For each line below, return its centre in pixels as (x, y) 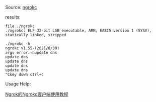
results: (13, 17)
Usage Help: (18, 84)
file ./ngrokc (20, 26)
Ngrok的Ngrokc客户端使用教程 (37, 94)
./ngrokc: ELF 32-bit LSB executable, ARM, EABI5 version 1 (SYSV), (79, 31)
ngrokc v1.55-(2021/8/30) (32, 48)
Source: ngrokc (21, 7)
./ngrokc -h (18, 44)
